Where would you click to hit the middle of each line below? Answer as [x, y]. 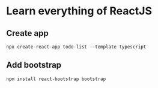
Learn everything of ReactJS [79, 11]
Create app [28, 33]
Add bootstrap [34, 65]
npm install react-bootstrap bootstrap [56, 79]
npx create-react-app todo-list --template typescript [76, 47]
